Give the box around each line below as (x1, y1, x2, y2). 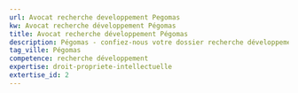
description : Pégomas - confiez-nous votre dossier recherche (9, 37, 244, 47)
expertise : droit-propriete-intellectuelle (9, 63, 173, 72)
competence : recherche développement (9, 54, 149, 63)
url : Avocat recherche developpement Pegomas (9, 12, 180, 22)
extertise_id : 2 (9, 71, 69, 80)
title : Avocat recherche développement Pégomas (9, 29, 189, 38)
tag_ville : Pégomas (9, 46, 82, 55)
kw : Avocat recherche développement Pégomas (9, 21, 176, 30)
